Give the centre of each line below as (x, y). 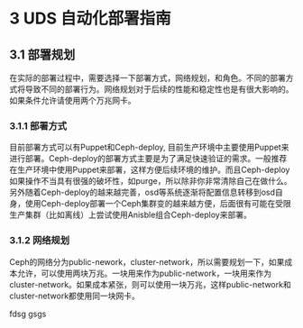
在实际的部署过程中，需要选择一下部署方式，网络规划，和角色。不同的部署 (147, 78)
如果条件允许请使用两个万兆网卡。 (73, 100)
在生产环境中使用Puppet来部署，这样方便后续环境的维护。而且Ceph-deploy (150, 170)
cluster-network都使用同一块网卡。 (74, 296)
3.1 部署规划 (42, 55)
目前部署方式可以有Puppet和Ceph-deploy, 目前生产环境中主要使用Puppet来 (149, 147)
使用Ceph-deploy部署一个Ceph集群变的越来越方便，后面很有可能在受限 (158, 204)
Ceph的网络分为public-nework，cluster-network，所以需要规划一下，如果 (147, 261)
